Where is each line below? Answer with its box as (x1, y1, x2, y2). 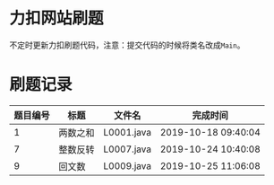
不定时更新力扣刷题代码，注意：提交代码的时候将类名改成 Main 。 (9, 40, 245, 50)
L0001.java (103, 126, 152, 138)
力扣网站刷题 (9, 8, 105, 29)
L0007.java (103, 143, 152, 155)
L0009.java (103, 159, 152, 172)
